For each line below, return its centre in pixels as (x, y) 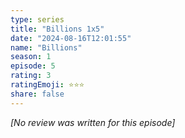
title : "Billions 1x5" (57, 29)
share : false (37, 94)
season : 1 (31, 57)
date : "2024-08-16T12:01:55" (71, 38)
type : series (37, 19)
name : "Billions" (46, 47)
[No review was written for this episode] (93, 122)
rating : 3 (31, 76)
